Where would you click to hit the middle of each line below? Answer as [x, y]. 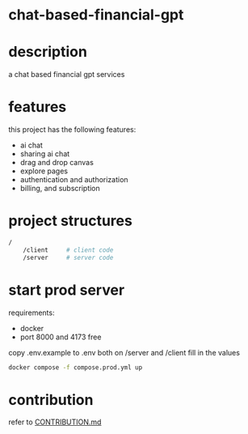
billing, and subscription [60, 189]
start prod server [67, 290]
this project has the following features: [72, 130]
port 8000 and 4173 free [61, 337]
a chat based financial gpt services [67, 74]
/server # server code [68, 257]
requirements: [32, 313]
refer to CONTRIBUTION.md [55, 422]
